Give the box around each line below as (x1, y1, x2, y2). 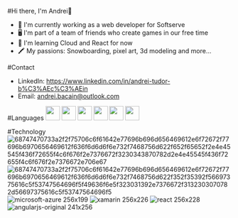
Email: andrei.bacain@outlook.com (17, 92, 119, 100)
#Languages (7, 114, 44, 122)
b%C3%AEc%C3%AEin (17, 85, 88, 92)
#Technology (7, 128, 46, 136)
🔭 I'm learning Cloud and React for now (17, 39, 133, 47)
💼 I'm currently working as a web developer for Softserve (17, 21, 185, 28)
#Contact (7, 63, 35, 71)
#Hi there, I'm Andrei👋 (7, 7, 72, 15)
